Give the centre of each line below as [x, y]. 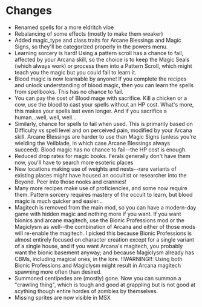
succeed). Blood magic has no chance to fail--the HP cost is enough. [100, 150]
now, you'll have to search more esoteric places [74, 162]
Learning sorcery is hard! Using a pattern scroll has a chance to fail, [99, 53]
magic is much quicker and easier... [59, 201]
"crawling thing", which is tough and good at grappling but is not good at [105, 285]
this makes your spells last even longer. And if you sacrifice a [90, 111]
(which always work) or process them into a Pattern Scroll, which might [103, 66]
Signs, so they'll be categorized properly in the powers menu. [91, 47]
